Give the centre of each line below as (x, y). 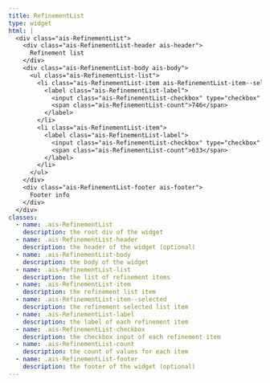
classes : (23, 218)
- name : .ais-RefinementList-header (77, 240)
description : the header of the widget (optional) (109, 247)
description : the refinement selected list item (106, 307)
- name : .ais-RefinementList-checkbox (81, 329)
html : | (21, 31)
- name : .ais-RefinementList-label (75, 314)
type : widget (30, 23)
